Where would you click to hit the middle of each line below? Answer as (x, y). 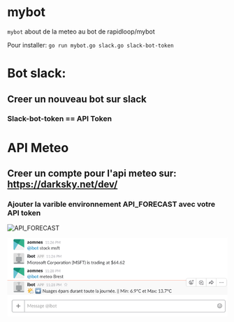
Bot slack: (37, 73)
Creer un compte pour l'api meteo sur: (92, 174)
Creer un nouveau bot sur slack (77, 99)
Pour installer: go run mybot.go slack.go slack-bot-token (90, 45)
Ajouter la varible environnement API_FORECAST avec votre (111, 204)
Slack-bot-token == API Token (60, 119)
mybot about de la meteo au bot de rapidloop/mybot (81, 31)
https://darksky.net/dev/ (63, 185)
